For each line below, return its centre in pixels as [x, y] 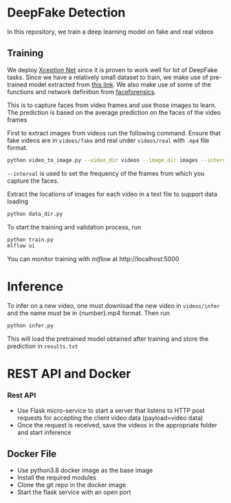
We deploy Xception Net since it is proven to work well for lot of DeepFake [112, 69]
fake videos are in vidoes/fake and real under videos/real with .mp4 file [108, 140]
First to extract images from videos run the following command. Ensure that [114, 133]
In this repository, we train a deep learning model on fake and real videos [110, 32]
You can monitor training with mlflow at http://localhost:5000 [93, 259]
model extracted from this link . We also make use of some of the [120, 85]
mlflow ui [21, 246]
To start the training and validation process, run [74, 227]
